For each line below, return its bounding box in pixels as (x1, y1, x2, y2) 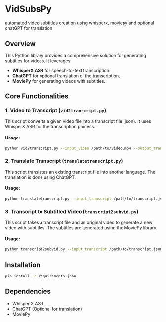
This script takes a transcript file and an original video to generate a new (5, 219, 153, 226)
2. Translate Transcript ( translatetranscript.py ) (5, 157, 123, 164)
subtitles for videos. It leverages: (5, 58, 72, 64)
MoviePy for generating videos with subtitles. (12, 78, 105, 84)
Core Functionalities (5, 92, 69, 101)
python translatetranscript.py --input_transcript (5, 196, 112, 201)
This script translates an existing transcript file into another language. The (5, 169, 156, 175)
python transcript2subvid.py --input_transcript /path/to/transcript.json (5, 247, 163, 252)
